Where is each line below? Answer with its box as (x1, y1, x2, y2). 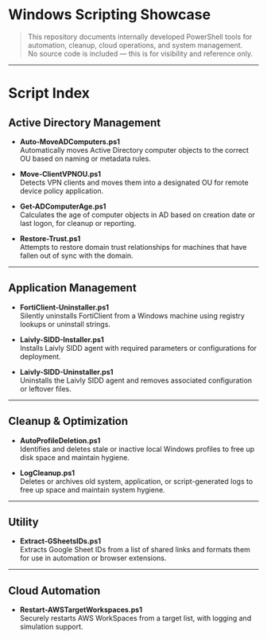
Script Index (8, 84, 90, 103)
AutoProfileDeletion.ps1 (19, 435, 101, 445)
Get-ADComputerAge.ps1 (19, 201, 106, 211)
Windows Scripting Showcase (8, 6, 211, 24)
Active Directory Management (8, 115, 161, 129)
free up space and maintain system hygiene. (19, 485, 165, 494)
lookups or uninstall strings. (19, 319, 111, 329)
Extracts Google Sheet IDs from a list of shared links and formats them (19, 545, 250, 555)
